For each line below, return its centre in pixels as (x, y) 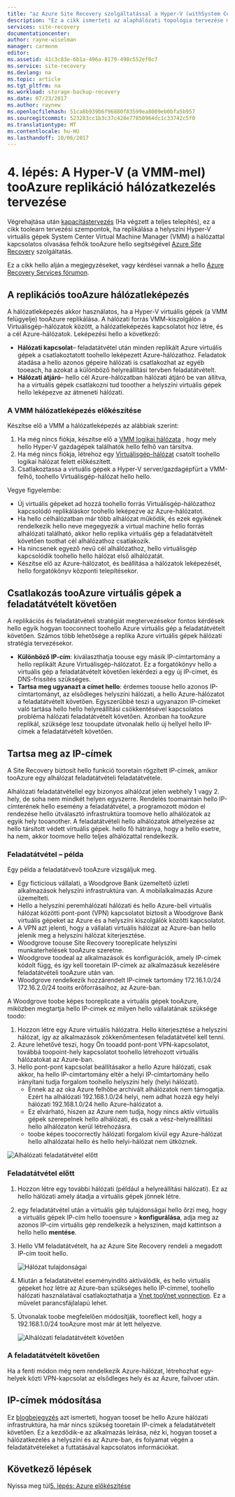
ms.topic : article (34, 79)
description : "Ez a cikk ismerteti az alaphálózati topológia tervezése (115, 20)
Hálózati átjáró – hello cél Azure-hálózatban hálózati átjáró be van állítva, (122, 377)
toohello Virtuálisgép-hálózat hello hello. (93, 477)
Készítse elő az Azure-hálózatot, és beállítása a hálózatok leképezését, (119, 564)
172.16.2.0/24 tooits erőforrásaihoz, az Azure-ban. (90, 987)
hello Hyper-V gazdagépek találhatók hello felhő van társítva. (105, 447)
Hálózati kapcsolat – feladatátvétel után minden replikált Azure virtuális (120, 347)
